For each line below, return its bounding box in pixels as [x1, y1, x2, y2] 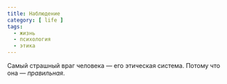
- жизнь [13, 29, 36, 37]
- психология [13, 36, 51, 43]
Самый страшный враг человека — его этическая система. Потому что [7, 62, 221, 69]
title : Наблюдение [7, 10, 60, 17]
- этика [13, 42, 36, 49]
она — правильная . [7, 69, 65, 77]
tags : [7, 23, 23, 30]
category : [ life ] [7, 17, 64, 24]
